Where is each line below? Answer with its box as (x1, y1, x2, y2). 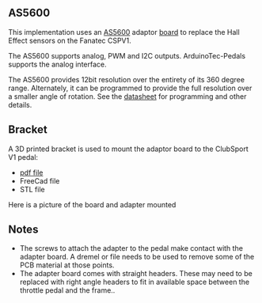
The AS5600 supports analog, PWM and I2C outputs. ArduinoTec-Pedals (8, 51, 246, 60)
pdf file (19, 168, 44, 177)
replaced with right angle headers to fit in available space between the (19, 277, 250, 287)
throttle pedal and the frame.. (19, 286, 116, 295)
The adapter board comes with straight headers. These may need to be (19, 269, 253, 278)
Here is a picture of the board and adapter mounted (8, 199, 177, 209)
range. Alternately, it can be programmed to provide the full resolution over (8, 83, 253, 93)
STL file (19, 184, 45, 194)
